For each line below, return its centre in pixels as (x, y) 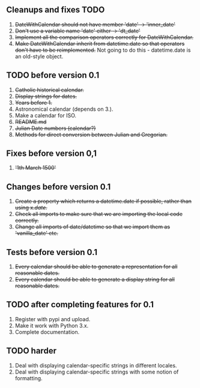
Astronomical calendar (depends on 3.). (64, 109)
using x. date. (31, 208)
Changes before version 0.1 (59, 187)
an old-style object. (39, 56)
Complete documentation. (47, 332)
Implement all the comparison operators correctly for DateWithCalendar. (104, 37)
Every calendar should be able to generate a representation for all (96, 266)
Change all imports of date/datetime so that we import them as (92, 227)
